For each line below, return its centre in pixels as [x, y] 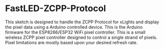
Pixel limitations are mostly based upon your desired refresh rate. [71, 42]
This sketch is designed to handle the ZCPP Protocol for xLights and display [82, 22]
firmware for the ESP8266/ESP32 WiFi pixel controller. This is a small [75, 32]
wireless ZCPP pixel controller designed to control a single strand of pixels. [81, 37]
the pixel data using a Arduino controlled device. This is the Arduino [74, 27]
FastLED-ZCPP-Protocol [56, 8]
